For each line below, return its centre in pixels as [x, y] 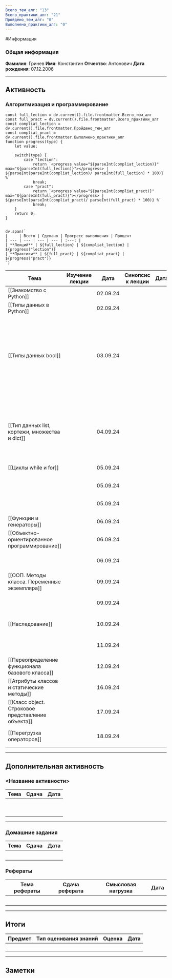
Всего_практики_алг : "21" [33, 15]
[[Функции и [23, 518]
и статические [26, 687]
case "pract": [39, 187]
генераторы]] [25, 525]
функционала [24, 666]
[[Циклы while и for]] [33, 468]
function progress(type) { [34, 142]
